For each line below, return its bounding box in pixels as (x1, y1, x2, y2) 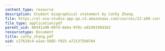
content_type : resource (5, 7, 54, 12)
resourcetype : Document (5, 30, 54, 34)
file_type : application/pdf (5, 20, 63, 26)
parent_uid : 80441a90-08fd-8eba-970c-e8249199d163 (5, 25, 111, 30)
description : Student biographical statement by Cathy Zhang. (5, 12, 135, 17)
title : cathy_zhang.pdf (5, 34, 54, 39)
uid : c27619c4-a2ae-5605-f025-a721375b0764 (5, 39, 96, 44)
